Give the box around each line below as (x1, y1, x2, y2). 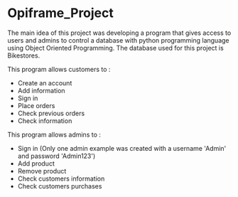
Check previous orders (17, 109, 85, 117)
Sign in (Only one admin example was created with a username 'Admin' (17, 144, 227, 152)
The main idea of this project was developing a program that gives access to (7, 28, 232, 37)
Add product (17, 159, 55, 168)
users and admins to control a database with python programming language (7, 36, 229, 44)
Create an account (17, 78, 72, 87)
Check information (17, 116, 72, 125)
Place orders (17, 101, 55, 110)
